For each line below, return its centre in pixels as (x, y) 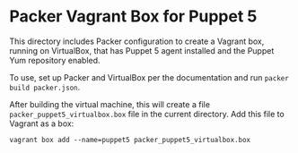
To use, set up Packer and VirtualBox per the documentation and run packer (149, 77)
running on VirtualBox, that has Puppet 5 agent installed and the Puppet (142, 50)
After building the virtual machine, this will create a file (110, 104)
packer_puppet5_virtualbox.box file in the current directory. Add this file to (147, 114)
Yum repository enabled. (55, 60)
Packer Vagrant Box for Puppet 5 (133, 17)
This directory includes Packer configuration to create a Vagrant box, (137, 41)
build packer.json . (45, 87)
